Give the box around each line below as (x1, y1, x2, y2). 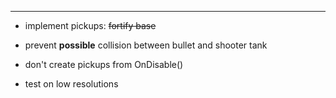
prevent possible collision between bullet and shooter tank (24, 39, 268, 51)
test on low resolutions (24, 78, 119, 90)
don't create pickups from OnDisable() (24, 59, 184, 70)
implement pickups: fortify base (24, 20, 157, 31)
